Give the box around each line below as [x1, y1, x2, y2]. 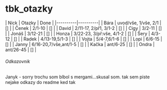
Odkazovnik [5, 58, 30, 64]
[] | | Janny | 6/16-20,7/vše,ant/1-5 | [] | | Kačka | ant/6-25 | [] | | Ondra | [5, 41, 155, 47]
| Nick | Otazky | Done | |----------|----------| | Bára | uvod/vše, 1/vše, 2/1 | [5, 20, 161, 26]
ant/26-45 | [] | [5, 47, 37, 53]
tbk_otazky [5, 3, 53, 15]
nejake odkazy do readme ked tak [5, 79, 76, 85]
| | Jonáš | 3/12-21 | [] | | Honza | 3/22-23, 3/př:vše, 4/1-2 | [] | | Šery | [5, 30, 150, 36]
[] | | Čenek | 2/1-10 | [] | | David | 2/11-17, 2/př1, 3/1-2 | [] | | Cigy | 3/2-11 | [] [5, 25, 162, 31]
